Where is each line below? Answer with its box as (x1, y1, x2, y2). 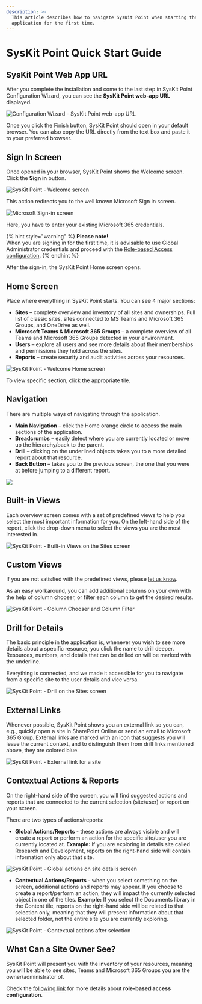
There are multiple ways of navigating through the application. (6, 410, 161, 417)
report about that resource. (14, 454, 82, 461)
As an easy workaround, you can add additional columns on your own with (6, 587, 191, 595)
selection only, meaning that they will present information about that (14, 908, 184, 916)
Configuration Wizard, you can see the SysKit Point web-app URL (6, 92, 170, 99)
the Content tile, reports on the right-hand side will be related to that (14, 902, 185, 909)
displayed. (6, 99, 32, 106)
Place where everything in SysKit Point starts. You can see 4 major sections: (6, 297, 195, 304)
